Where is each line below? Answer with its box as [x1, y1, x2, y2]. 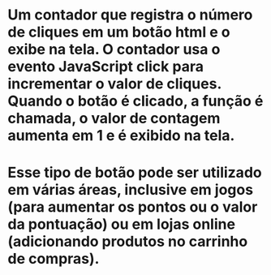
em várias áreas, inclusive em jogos [7, 181, 253, 200]
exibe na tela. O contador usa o [7, 41, 221, 58]
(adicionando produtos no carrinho [7, 233, 248, 251]
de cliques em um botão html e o [7, 23, 230, 41]
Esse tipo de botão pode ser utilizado [7, 164, 262, 182]
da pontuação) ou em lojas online [7, 215, 236, 234]
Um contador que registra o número [7, 6, 253, 24]
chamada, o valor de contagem [7, 110, 221, 127]
